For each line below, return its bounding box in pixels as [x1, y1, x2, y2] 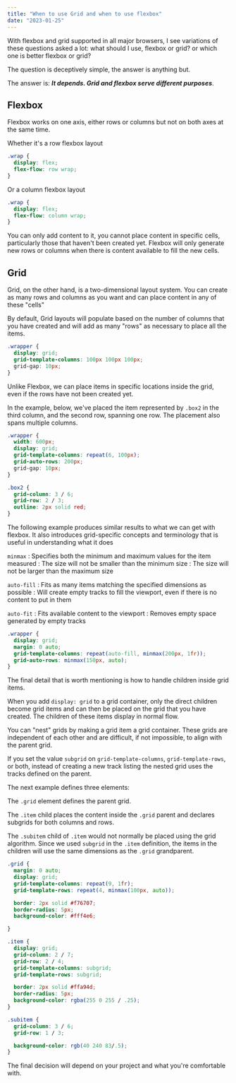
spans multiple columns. [7, 418, 78, 427]
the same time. [7, 125, 51, 134]
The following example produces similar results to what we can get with [7, 523, 216, 531]
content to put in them [7, 596, 72, 604]
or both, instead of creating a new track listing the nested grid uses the [7, 762, 213, 771]
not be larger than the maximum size [7, 567, 114, 575]
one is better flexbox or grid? [7, 51, 92, 60]
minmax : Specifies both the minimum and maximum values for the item [7, 552, 211, 560]
